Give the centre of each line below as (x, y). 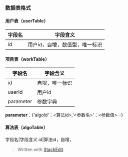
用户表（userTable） (27, 20)
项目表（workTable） (27, 59)
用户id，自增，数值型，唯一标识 (65, 45)
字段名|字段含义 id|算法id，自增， (39, 139)
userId (15, 92)
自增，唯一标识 (54, 83)
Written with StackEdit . (41, 149)
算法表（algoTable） (26, 127)
